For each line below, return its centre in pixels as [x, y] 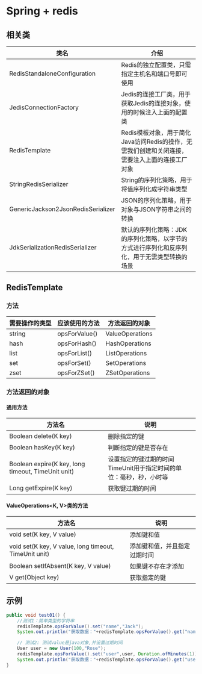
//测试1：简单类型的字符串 [46, 621]
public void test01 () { [36, 615]
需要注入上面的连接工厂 [154, 160]
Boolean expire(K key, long [47, 464]
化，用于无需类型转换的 [154, 257]
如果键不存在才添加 [157, 566]
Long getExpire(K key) [41, 488]
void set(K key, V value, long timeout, [62, 546]
